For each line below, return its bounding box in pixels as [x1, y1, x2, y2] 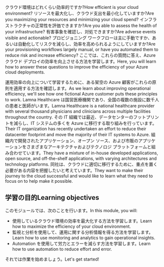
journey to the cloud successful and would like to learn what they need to [5, 173, 153, 179]
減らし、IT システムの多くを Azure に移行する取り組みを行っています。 [13, 121, 157, 126]
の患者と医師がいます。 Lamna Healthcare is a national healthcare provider [5, 103, 155, 109]
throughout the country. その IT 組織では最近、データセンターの [5, 114, 134, 120]
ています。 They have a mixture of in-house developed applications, [22, 150, 158, 156]
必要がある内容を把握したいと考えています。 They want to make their [5, 168, 143, 173]
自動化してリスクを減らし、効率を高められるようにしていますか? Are [18, 41, 156, 47]
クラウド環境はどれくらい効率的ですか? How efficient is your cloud [5, 4, 139, 10]
